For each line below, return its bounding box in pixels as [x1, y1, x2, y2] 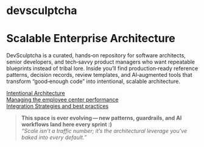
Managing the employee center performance [6, 96, 119, 104]
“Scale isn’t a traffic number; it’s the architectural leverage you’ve [21, 127, 188, 135]
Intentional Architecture [6, 90, 65, 97]
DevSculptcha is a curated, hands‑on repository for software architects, [6, 52, 186, 59]
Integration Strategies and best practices [6, 102, 109, 110]
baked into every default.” [21, 134, 87, 141]
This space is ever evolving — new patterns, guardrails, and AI [21, 114, 182, 122]
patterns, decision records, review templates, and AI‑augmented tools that [6, 71, 192, 79]
